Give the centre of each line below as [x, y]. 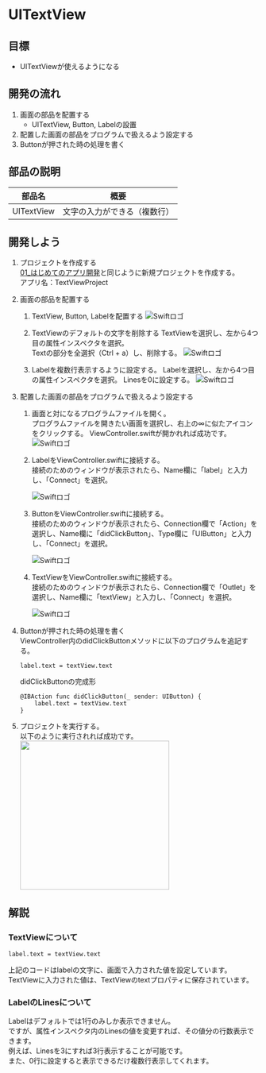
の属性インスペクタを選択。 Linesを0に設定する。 [113, 380]
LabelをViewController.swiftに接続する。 [98, 460]
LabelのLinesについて [50, 1002]
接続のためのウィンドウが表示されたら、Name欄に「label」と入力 [139, 470]
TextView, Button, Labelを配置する [88, 316]
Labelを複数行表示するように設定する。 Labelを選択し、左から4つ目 [143, 370]
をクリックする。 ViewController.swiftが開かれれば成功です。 [131, 434]
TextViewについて [43, 937]
